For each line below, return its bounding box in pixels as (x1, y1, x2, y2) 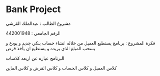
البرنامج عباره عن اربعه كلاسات (6, 55, 65, 61)
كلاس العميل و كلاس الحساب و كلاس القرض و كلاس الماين (6, 65, 117, 71)
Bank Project (6, 4, 61, 15)
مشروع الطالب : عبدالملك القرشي (6, 20, 71, 26)
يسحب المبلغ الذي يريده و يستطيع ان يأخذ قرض (6, 45, 96, 51)
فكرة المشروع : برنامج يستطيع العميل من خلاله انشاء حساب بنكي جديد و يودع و (6, 40, 155, 46)
